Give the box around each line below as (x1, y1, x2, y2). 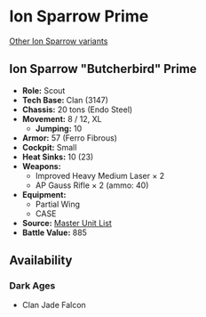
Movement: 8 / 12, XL (21, 113, 102, 124)
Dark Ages (9, 280, 56, 292)
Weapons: (21, 160, 61, 171)
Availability (9, 253, 73, 268)
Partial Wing (35, 199, 81, 209)
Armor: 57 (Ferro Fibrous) (21, 132, 118, 143)
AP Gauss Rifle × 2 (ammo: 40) (35, 180, 149, 191)
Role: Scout (21, 85, 66, 95)
